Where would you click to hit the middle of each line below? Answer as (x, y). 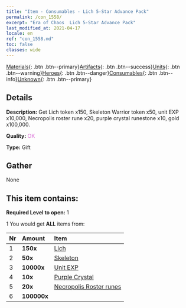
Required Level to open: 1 (37, 213)
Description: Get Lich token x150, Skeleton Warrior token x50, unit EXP (92, 112)
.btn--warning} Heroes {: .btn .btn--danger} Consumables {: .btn (82, 73)
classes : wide (24, 50)
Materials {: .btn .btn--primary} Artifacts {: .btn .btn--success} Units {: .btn (93, 67)
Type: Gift (18, 147)
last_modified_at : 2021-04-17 (43, 28)
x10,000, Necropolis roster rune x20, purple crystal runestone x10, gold (93, 118)
